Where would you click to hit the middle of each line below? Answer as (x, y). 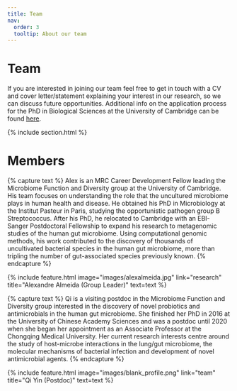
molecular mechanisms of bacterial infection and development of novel (111, 351)
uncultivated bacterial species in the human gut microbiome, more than (111, 248)
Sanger (18, 226)
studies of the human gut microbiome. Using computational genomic (107, 233)
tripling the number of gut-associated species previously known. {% (107, 256)
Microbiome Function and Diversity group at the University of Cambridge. (114, 188)
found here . (24, 119)
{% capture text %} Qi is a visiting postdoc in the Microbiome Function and (116, 299)
